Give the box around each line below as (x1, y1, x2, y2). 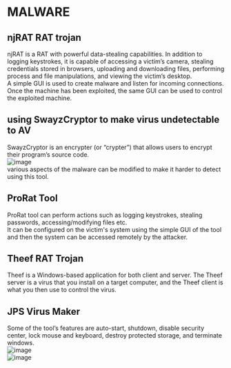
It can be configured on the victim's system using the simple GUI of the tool (7, 225, 222, 233)
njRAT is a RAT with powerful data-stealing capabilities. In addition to (7, 50, 203, 58)
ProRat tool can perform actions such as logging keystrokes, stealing (7, 211, 203, 219)
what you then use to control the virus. (7, 286, 117, 294)
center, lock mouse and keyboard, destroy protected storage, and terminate (7, 331, 223, 340)
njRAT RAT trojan (7, 32, 81, 43)
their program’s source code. (7, 150, 90, 159)
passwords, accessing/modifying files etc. (7, 218, 128, 226)
